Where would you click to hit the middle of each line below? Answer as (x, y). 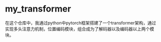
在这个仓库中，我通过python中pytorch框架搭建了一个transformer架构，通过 (81, 23)
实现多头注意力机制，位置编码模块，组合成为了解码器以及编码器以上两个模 (80, 29)
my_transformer (38, 9)
